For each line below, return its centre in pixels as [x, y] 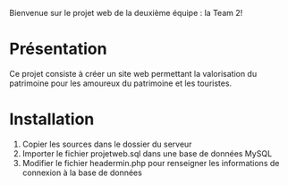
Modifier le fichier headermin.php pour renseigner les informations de [151, 163]
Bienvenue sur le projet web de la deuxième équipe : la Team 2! [126, 13]
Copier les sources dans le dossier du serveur [107, 144]
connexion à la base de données [82, 172]
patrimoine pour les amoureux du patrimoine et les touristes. [121, 83]
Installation [52, 119]
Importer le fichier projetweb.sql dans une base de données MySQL [147, 153]
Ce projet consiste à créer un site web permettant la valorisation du [133, 73]
